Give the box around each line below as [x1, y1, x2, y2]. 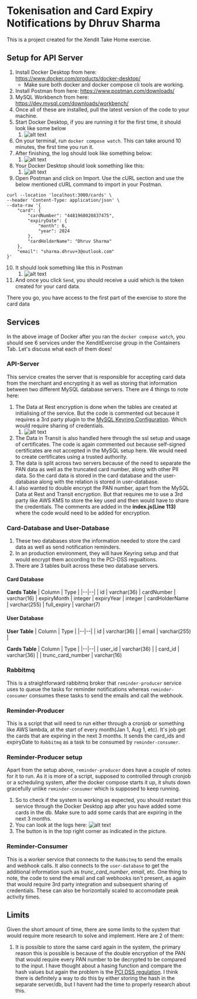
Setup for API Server [6, 53, 84, 63]
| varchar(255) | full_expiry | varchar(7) [6, 601, 100, 608]
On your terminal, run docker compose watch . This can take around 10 [15, 137, 181, 144]
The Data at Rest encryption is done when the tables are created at [15, 403, 178, 410]
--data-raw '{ [6, 202, 42, 208]
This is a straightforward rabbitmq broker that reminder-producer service [6, 679, 182, 686]
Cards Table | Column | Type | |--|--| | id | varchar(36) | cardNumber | [6, 588, 176, 596]
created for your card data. [15, 283, 81, 290]
